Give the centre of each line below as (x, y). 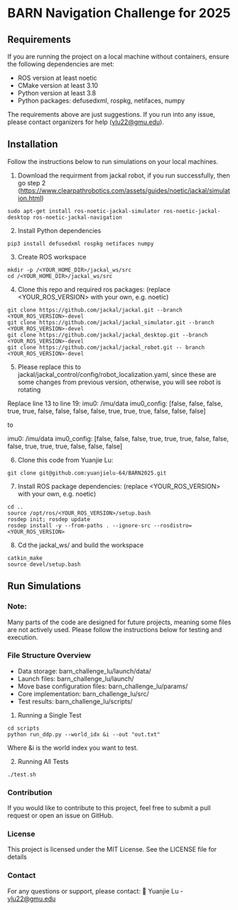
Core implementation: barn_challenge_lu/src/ (83, 693)
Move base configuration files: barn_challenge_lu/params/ (103, 686)
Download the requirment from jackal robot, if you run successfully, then (124, 175)
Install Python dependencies (59, 230)
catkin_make (25, 558)
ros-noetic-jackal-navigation (77, 217)
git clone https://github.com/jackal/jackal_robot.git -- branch (106, 347)
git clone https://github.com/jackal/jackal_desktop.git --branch (108, 335)
